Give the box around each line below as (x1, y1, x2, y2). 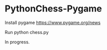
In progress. (5, 38, 30, 45)
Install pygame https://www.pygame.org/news (5, 19, 101, 25)
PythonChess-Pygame (5, 3, 102, 14)
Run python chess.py (5, 29, 49, 35)
